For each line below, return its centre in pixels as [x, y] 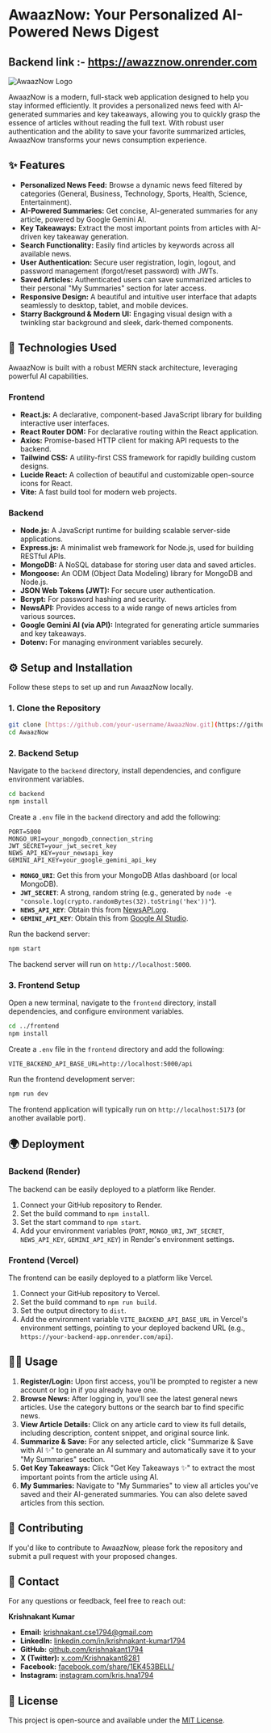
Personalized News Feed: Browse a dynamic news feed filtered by [131, 184]
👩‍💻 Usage [33, 1362]
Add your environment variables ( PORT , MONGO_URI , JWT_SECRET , [122, 1231]
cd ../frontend [34, 1026]
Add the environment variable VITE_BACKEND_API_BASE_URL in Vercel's [134, 1319]
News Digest [116, 32]
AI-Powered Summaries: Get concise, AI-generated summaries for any [139, 210]
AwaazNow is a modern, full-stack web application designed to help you [129, 97]
